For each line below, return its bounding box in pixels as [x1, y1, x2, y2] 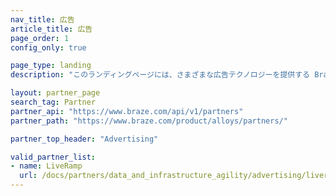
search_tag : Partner [10, 97, 97, 107]
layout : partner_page [10, 88, 101, 98]
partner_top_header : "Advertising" [10, 134, 159, 144]
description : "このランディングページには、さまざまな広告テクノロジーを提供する [10, 70, 310, 80]
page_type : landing [10, 61, 92, 71]
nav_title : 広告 [10, 14, 75, 25]
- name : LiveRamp [10, 161, 83, 171]
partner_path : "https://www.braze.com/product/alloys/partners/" [10, 116, 288, 126]
